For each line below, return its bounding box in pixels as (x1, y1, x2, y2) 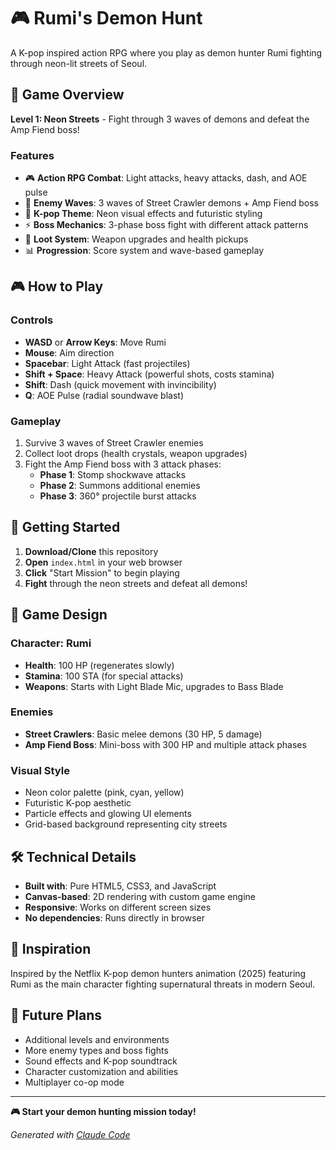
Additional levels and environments (24, 1033, 170, 1045)
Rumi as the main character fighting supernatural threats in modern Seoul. (10, 978, 316, 990)
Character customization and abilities (24, 1065, 179, 1077)
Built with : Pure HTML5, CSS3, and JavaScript (24, 880, 217, 892)
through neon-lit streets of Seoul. (10, 57, 148, 69)
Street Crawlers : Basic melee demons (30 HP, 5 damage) (24, 728, 263, 740)
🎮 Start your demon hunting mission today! (10, 1105, 197, 1117)
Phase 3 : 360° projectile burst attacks (39, 490, 197, 502)
